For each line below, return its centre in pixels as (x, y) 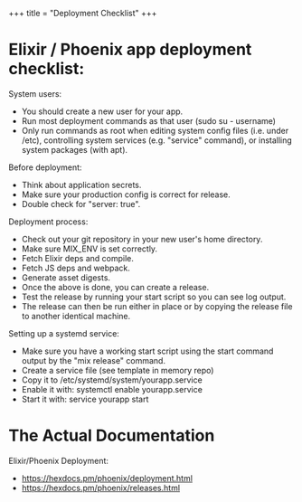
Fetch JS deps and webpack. (75, 268)
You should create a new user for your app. (102, 111)
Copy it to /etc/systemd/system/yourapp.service (112, 380)
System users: (35, 93)
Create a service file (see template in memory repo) (118, 370)
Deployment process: (48, 222)
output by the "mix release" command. (94, 360)
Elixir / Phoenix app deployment (130, 50)
